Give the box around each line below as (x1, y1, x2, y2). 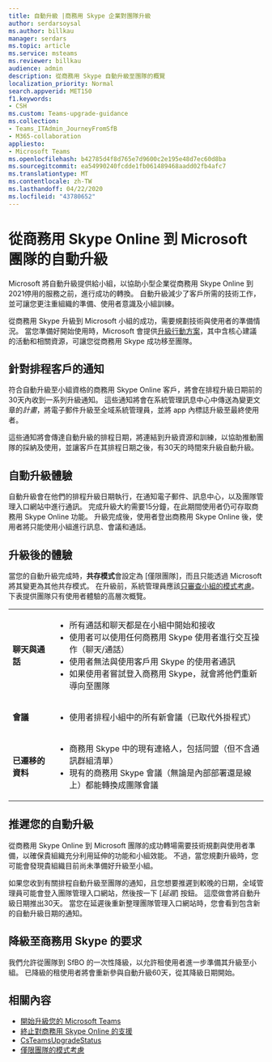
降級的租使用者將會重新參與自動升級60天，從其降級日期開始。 (31, 967, 240, 977)
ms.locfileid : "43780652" (8, 192, 96, 201)
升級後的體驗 (8, 548, 73, 562)
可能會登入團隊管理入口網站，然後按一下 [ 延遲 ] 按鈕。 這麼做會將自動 (22, 888, 254, 898)
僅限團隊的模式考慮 (19, 1045, 85, 1055)
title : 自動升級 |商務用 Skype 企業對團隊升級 (8, 11, 151, 20)
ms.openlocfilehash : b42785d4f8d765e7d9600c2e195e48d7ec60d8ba (8, 155, 227, 163)
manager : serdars (8, 34, 67, 43)
